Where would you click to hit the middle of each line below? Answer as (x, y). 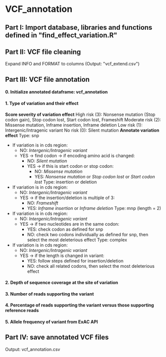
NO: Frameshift (43, 203)
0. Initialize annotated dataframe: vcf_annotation (56, 92)
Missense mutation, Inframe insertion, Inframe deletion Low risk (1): (74, 125)
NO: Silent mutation (47, 161)
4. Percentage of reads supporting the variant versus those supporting (80, 305)
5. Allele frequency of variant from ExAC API (52, 322)
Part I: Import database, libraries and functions (79, 27)
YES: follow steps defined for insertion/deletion (75, 260)
